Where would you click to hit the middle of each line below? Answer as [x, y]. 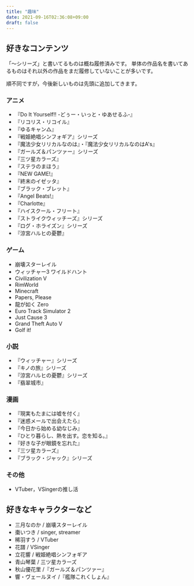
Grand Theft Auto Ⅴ [39, 324]
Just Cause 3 [31, 317]
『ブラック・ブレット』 [43, 189]
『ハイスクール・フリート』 [49, 211]
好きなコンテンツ [37, 48]
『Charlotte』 [31, 204]
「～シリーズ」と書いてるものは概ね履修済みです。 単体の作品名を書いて [95, 64]
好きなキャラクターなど [49, 510]
